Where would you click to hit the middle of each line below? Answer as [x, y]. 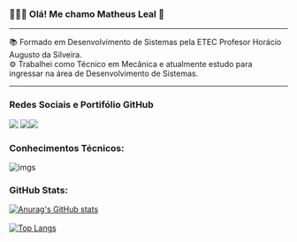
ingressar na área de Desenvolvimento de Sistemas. [104, 73]
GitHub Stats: [39, 190]
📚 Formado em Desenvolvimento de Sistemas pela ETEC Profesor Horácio [145, 42]
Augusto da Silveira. [46, 55]
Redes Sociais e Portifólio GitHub [82, 105]
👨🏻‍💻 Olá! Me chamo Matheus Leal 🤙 [87, 14]
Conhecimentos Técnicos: [67, 147]
